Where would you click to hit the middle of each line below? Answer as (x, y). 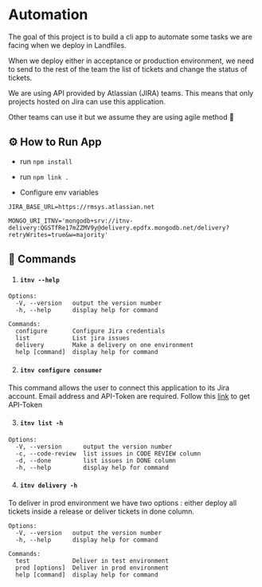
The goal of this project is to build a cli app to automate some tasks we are (130, 37)
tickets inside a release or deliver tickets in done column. (102, 511)
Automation (48, 15)
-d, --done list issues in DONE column (96, 460)
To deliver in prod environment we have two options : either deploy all (123, 502)
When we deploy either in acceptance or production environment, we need (131, 61)
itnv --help (39, 280)
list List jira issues (72, 338)
